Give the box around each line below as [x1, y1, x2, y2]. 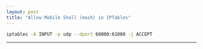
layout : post [6, 8, 39, 15]
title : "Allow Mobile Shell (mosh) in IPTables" [6, 15, 131, 21]
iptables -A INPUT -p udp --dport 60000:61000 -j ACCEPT [6, 31, 153, 37]
